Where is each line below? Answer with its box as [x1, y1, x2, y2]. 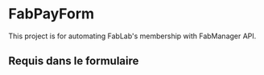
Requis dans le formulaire [8, 54, 139, 68]
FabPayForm [8, 5, 95, 23]
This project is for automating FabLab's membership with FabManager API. [8, 31, 257, 41]
